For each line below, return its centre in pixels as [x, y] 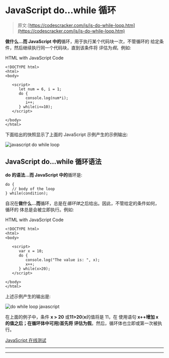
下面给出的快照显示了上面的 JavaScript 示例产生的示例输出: [67, 134]
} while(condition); [27, 193]
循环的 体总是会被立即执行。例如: [39, 210]
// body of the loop [33, 189]
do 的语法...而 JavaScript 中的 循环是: [44, 175]
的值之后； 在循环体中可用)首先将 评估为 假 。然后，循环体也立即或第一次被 [81, 323]
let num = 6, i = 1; [40, 89]
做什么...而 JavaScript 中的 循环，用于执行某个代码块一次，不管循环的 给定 [82, 41]
